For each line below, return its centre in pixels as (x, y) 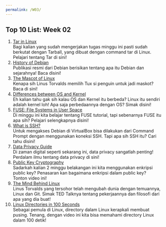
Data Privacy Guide (32, 147)
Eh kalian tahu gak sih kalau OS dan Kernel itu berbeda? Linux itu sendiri (86, 99)
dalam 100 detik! (29, 220)
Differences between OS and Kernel (49, 94)
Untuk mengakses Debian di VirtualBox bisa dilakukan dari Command (83, 131)
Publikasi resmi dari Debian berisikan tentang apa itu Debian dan (79, 68)
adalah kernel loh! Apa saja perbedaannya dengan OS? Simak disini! (82, 105)
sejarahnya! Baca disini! (37, 73)
